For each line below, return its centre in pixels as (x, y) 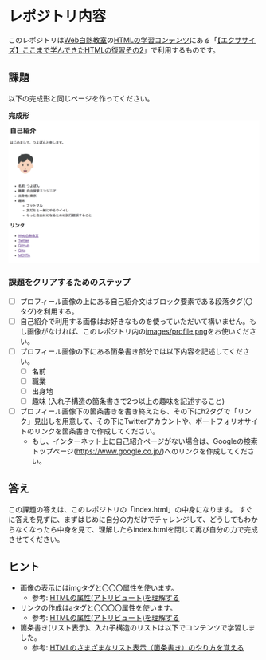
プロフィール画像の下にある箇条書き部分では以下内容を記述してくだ (131, 351)
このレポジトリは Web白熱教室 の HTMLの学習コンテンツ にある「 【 (115, 40)
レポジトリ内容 (57, 16)
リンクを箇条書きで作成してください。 (96, 431)
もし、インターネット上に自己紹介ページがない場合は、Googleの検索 (145, 441)
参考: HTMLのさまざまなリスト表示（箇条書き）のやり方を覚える (138, 647)
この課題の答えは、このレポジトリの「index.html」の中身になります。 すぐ (131, 509)
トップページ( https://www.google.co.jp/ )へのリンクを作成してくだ (140, 451)
